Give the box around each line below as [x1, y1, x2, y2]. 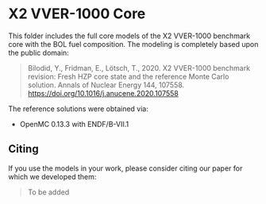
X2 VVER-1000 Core [8, 5, 146, 23]
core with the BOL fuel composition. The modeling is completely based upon [8, 39, 259, 48]
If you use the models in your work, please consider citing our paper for [8, 164, 243, 173]
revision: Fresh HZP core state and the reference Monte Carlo [27, 71, 229, 81]
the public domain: [8, 48, 69, 57]
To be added [27, 187, 70, 197]
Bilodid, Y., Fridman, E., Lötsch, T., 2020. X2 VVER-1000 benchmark [27, 63, 251, 72]
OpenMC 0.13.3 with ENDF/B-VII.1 [19, 119, 129, 129]
